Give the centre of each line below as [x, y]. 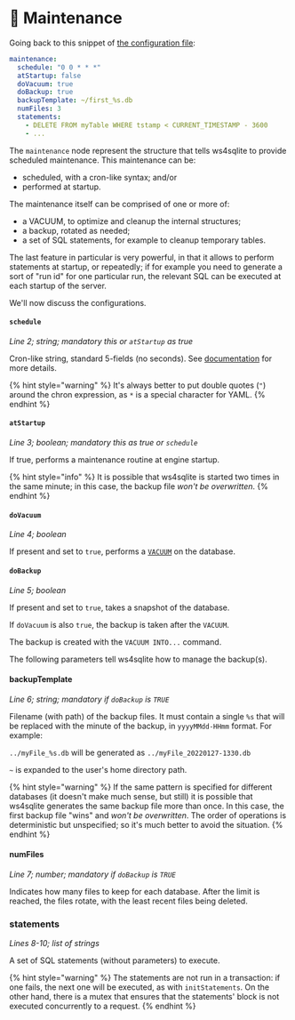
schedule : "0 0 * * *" [59, 67]
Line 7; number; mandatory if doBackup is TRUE [92, 874]
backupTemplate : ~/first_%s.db [75, 100]
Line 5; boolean [38, 590]
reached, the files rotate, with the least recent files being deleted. [129, 901]
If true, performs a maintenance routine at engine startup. [115, 460]
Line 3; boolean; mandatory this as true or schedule [104, 443]
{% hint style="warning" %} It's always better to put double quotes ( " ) [138, 385]
